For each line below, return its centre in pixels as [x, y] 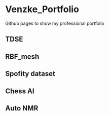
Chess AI [20, 91]
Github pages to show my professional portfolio [55, 23]
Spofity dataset [30, 74]
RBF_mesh [22, 56]
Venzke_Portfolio [42, 9]
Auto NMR [22, 108]
